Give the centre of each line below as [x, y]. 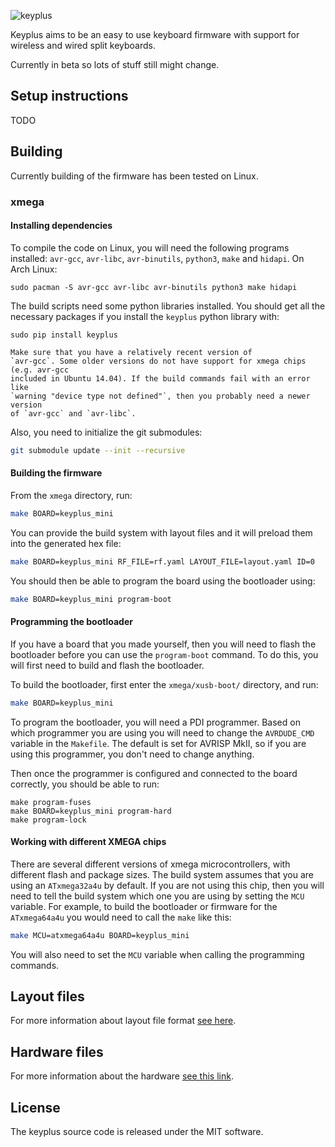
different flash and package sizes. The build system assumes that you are [162, 874]
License [35, 1107]
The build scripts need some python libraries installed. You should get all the [168, 306]
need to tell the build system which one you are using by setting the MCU [157, 896]
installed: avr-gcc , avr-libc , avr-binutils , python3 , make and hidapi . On [157, 258]
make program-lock [48, 820]
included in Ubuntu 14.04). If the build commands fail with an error [160, 378]
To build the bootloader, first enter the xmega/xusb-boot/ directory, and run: [164, 684]
